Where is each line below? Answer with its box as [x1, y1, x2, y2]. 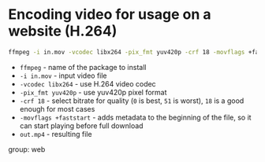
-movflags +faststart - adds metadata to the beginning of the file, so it [19, 112, 252, 122]
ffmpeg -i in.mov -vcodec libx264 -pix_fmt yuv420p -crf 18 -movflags [8, 48, 245, 56]
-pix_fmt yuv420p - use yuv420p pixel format [19, 87, 167, 97]
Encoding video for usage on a [8, 6, 211, 24]
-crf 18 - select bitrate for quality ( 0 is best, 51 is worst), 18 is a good [19, 96, 244, 105]
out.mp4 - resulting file [19, 129, 92, 138]
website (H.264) [8, 22, 118, 40]
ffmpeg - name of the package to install [19, 62, 147, 72]
